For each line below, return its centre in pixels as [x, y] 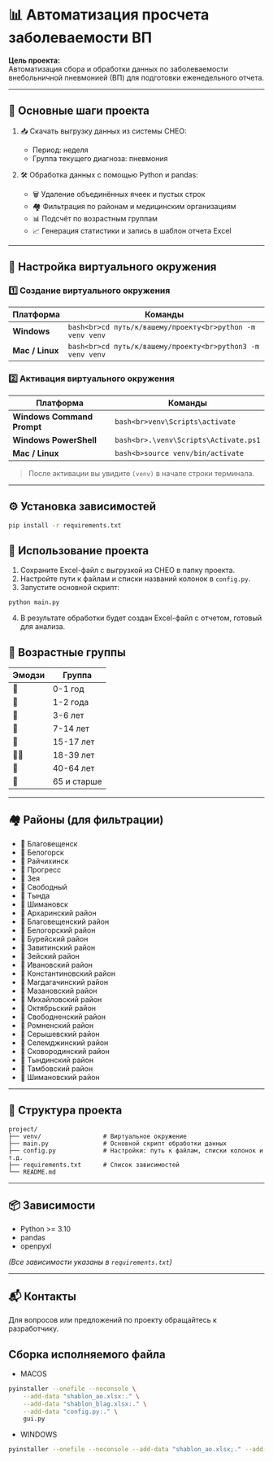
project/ [23, 1129]
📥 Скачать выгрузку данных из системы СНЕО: [103, 131]
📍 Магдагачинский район [64, 982]
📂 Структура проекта [65, 1111]
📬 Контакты [43, 1296]
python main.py [34, 602]
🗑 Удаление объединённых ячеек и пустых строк [119, 194]
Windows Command [53, 417]
